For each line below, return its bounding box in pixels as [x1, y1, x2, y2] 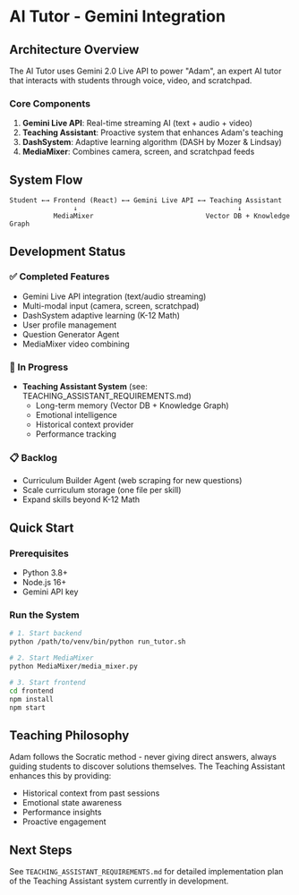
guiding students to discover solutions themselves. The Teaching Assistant [9, 761, 286, 771]
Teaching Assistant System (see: [21, 381, 148, 392]
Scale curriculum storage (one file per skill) [21, 485, 182, 496]
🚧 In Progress [9, 361, 69, 373]
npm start [9, 703, 47, 712]
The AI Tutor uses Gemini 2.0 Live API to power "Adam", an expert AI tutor [9, 65, 282, 76]
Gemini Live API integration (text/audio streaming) [21, 291, 207, 302]
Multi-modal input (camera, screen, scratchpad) [21, 300, 200, 311]
